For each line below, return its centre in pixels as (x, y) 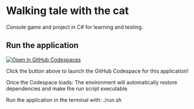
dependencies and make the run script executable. (67, 88)
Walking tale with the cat (67, 11)
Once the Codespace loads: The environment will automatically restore (92, 82)
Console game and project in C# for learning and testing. (75, 27)
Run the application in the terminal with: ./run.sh (64, 100)
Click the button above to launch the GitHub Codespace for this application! (97, 71)
